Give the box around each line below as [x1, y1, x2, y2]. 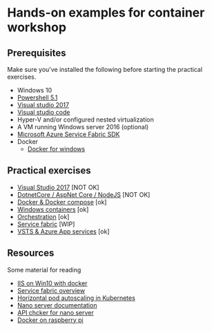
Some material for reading [7, 265, 81, 274]
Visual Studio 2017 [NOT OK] [17, 183, 99, 191]
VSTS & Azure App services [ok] [17, 227, 110, 236]
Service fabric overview [17, 286, 85, 294]
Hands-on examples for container [7, 5, 205, 21]
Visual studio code [17, 108, 70, 116]
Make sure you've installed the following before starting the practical [7, 66, 202, 73]
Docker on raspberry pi [17, 316, 84, 324]
